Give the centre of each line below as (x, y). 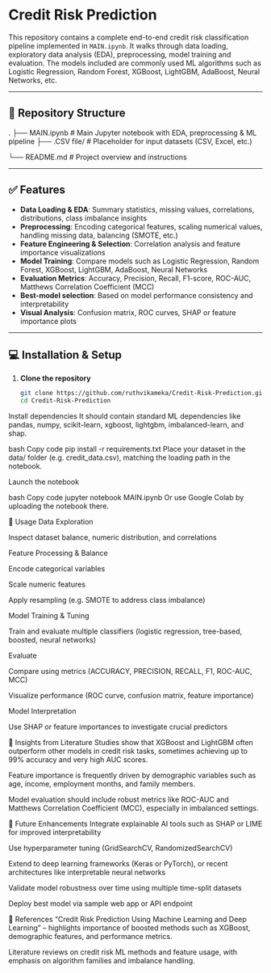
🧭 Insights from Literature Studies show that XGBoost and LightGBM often (131, 743)
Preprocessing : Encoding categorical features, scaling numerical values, (141, 226)
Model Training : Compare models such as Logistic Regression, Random (140, 261)
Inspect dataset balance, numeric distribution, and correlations (113, 537)
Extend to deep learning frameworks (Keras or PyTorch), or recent (118, 864)
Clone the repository (55, 378)
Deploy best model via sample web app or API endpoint (101, 903)
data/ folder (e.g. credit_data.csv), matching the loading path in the (120, 457)
